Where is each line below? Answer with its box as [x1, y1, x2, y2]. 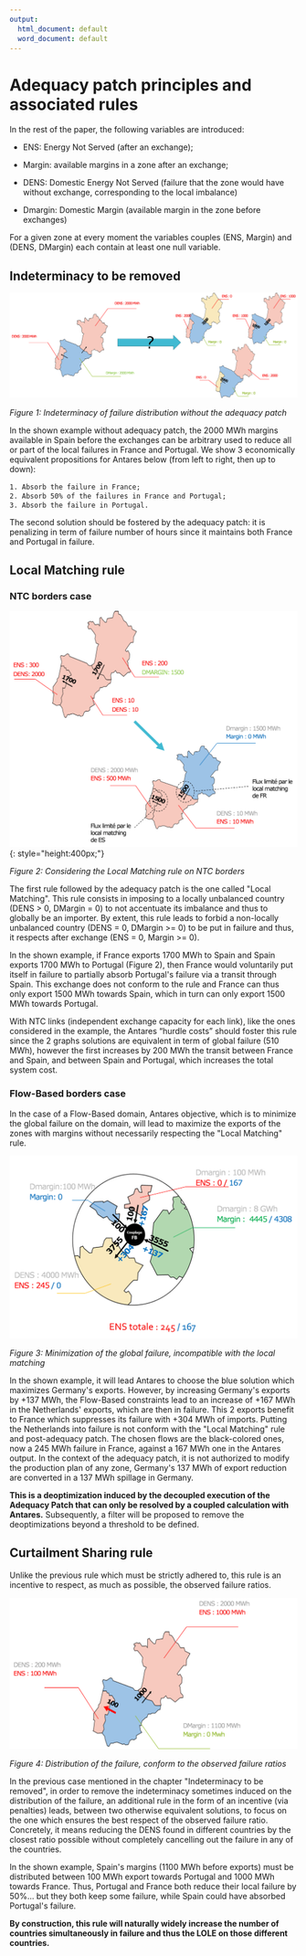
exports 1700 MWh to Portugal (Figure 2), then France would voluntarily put [9, 959, 294, 970]
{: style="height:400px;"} [9, 848, 105, 859]
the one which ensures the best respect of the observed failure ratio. [9, 1814, 269, 1826]
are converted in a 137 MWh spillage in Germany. [9, 1472, 194, 1484]
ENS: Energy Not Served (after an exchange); [22, 142, 194, 153]
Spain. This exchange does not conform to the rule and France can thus [9, 978, 280, 990]
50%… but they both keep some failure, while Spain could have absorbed [9, 1891, 286, 1902]
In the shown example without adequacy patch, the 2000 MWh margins [9, 425, 279, 436]
